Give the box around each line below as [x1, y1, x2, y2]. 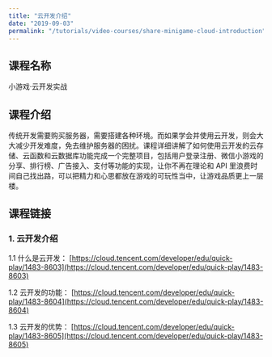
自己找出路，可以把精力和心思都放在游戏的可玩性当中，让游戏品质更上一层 [15, 171, 264, 180]
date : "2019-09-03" [8, 19, 74, 27]
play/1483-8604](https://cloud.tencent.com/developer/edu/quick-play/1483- [8, 296, 264, 306]
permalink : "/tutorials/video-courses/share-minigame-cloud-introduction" [8, 27, 266, 35]
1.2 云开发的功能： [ [8, 288, 74, 297]
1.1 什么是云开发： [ [8, 253, 73, 262]
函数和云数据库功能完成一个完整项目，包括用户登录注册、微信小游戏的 [29, 151, 264, 160]
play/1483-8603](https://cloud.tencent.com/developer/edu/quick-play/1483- [8, 262, 264, 271]
